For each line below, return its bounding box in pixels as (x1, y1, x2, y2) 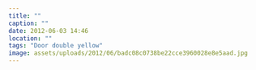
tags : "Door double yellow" (8, 42, 104, 50)
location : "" (8, 34, 53, 43)
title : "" (8, 11, 42, 20)
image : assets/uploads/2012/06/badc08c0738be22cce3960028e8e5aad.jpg (8, 49, 249, 57)
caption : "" (8, 19, 49, 27)
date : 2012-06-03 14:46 (8, 27, 89, 35)
